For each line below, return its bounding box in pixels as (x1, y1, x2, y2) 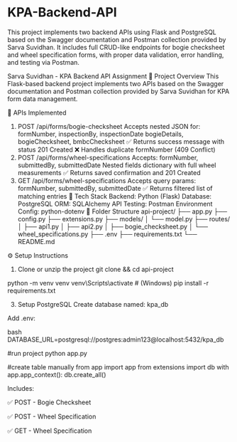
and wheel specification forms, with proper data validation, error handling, (7, 51, 224, 59)
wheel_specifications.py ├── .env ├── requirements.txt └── (17, 229, 197, 238)
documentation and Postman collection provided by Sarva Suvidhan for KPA (7, 87, 230, 95)
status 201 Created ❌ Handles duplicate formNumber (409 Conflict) (17, 145, 216, 154)
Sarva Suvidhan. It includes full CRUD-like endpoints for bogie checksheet (7, 43, 225, 51)
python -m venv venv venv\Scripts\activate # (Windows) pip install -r (7, 278, 209, 287)
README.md (17, 237, 55, 246)
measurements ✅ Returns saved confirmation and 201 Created (17, 168, 201, 177)
